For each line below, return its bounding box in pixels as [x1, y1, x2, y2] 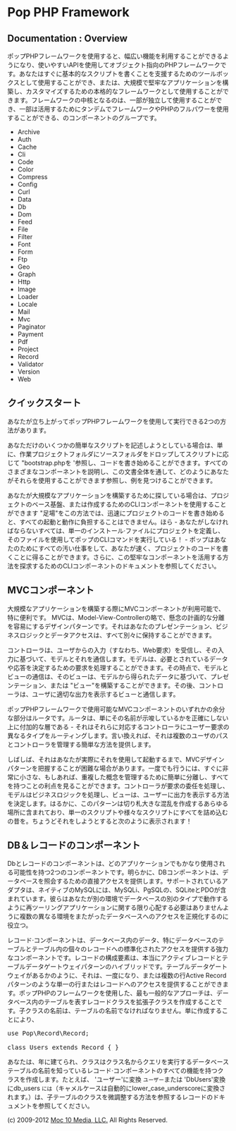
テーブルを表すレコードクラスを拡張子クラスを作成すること [44, 998, 216, 1006]
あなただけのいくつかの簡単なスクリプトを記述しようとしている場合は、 [7, 441, 217, 449]
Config [17, 181, 37, 188]
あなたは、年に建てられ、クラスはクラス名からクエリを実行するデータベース [7, 1058, 229, 1066]
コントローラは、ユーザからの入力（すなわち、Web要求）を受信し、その [7, 646, 218, 654]
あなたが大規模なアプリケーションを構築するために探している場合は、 [7, 491, 211, 499]
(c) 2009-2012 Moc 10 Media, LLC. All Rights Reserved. [7, 1115, 168, 1125]
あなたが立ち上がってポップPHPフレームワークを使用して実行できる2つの [7, 417, 221, 425]
